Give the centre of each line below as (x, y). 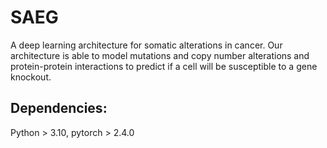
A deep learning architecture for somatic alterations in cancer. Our (146, 45)
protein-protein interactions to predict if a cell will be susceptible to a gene (164, 66)
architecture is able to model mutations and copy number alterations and (160, 55)
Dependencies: (59, 108)
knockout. (31, 77)
